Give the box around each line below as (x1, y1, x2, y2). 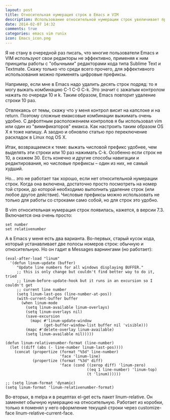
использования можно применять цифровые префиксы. (5, 71, 127, 77)
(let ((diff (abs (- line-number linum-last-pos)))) (10, 345, 123, 350)
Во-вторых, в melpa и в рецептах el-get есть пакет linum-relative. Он (5, 394, 153, 400)
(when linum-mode (21, 300, 58, 305)
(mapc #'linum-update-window (30, 318, 92, 323)
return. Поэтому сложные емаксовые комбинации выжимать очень (5, 112, 152, 118)
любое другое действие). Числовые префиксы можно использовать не (5, 191, 160, 198)
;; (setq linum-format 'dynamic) (5, 380, 76, 385)
